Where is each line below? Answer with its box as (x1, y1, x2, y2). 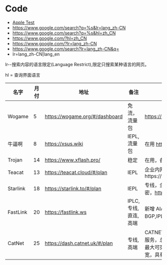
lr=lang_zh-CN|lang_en (12, 51, 60, 57)
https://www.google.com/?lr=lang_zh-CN (12, 40, 97, 46)
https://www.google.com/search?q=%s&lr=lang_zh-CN (12, 24, 126, 30)
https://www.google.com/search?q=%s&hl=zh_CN (12, 30, 116, 36)
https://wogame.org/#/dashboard (44, 113, 123, 120)
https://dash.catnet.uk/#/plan (44, 240, 113, 247)
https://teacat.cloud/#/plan (44, 169, 108, 176)
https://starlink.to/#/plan (44, 185, 102, 192)
